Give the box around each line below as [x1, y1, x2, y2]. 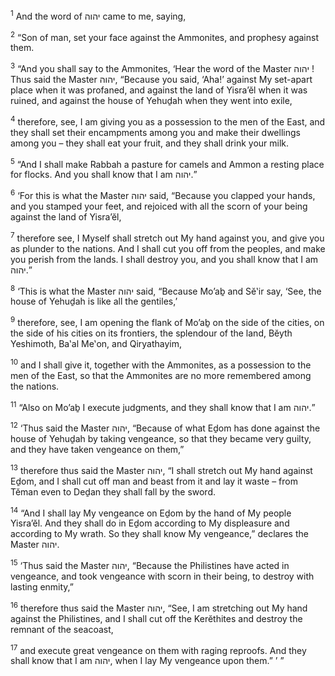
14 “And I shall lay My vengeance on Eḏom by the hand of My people [10, 505, 292, 519]
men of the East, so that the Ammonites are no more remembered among [10, 369, 312, 381]
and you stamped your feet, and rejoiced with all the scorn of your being [10, 200, 308, 212]
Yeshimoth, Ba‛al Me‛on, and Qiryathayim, [10, 337, 183, 349]
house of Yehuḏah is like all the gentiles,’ [10, 295, 178, 308]
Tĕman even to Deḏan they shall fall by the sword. [10, 485, 217, 498]
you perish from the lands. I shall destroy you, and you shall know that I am [10, 253, 319, 265]
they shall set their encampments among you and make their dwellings [10, 126, 301, 138]
